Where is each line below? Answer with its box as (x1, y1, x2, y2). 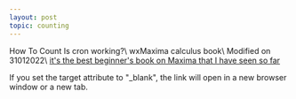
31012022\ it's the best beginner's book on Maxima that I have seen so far (9, 55, 281, 65)
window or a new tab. (9, 81, 89, 92)
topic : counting (9, 21, 69, 30)
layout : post (9, 12, 58, 22)
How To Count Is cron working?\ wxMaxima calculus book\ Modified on (9, 45, 271, 56)
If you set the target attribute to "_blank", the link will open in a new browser (9, 72, 287, 82)
